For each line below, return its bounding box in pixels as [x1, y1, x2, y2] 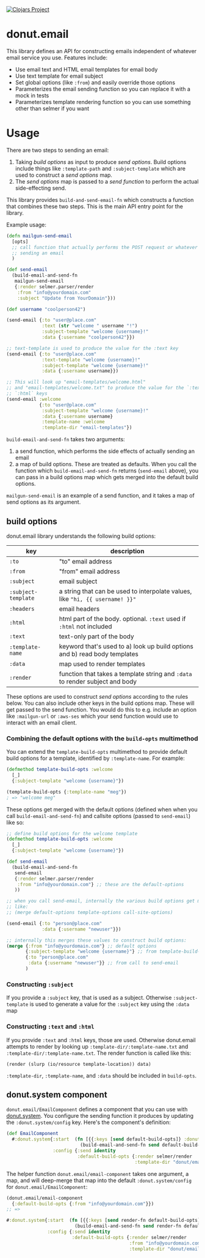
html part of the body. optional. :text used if [59, 614, 186, 623]
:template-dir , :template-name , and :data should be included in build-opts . [6, 1071, 197, 1079]
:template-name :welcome [41, 419, 105, 425]
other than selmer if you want [15, 105, 90, 112]
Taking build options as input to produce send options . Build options [15, 158, 187, 165]
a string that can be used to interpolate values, [59, 587, 192, 595]
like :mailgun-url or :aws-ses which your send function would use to [6, 712, 179, 720]
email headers [59, 605, 100, 613]
